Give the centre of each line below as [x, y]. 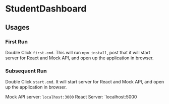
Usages [17, 27]
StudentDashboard [46, 9]
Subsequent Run [26, 71]
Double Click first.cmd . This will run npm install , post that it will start [78, 52]
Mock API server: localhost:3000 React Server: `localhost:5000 [71, 97]
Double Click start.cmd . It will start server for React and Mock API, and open [85, 82]
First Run [16, 42]
